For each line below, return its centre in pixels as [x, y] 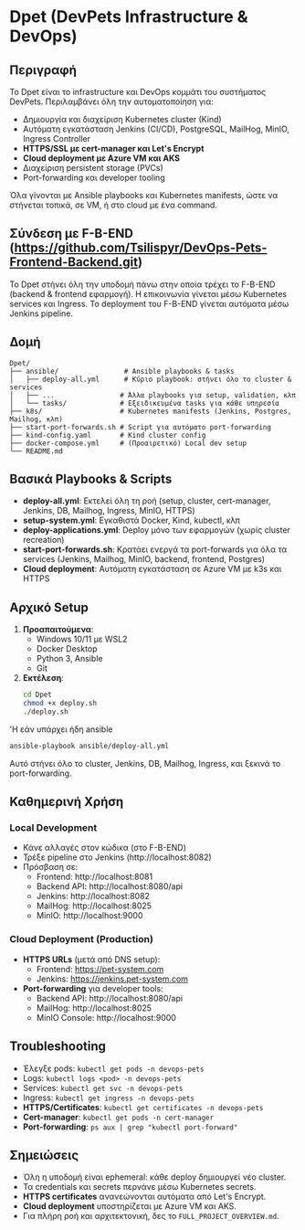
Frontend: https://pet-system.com [100, 969]
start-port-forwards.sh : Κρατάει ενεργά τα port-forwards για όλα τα [155, 549]
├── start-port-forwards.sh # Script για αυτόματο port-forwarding [141, 427]
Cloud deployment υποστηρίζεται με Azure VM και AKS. [130, 1206]
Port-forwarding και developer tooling [94, 177]
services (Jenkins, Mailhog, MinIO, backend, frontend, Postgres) [144, 559]
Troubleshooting [58, 1047]
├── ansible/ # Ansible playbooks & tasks [122, 371]
